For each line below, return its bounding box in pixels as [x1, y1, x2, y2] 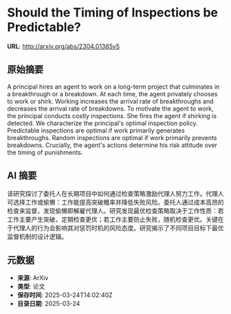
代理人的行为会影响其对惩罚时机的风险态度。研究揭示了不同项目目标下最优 [12, 223, 224, 232]
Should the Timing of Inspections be [7, 5, 219, 21]
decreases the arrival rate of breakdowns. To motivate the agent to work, [7, 104, 214, 113]
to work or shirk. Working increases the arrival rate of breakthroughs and [7, 97, 214, 105]
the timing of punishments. [7, 148, 83, 156]
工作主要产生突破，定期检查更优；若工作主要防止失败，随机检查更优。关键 [7, 215, 218, 223]
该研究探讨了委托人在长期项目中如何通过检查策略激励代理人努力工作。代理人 [7, 189, 224, 197]
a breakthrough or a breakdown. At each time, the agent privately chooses [7, 89, 218, 98]
